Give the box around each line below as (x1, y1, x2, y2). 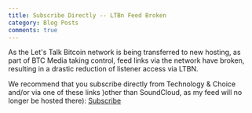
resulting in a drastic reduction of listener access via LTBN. (8, 64, 199, 74)
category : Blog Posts (8, 19, 79, 27)
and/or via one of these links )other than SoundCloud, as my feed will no (8, 88, 243, 97)
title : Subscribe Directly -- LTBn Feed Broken (8, 11, 167, 20)
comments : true (8, 26, 58, 34)
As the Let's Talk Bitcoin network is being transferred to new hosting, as (8, 48, 241, 57)
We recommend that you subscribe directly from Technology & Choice (8, 79, 236, 89)
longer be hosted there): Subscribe (8, 96, 122, 106)
